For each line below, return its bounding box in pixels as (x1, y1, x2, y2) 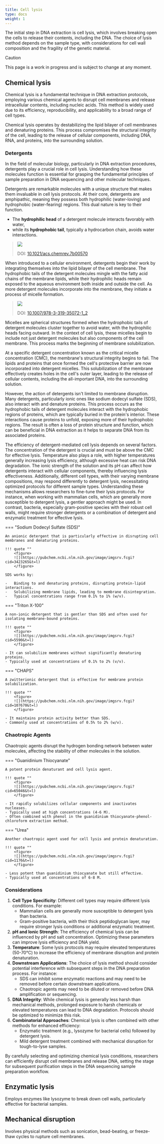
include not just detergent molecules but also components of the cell (5, 335, 143, 341)
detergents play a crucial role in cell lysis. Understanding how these (5, 166, 142, 172)
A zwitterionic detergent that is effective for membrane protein (5, 677, 143, 682)
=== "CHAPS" (5, 668, 34, 674)
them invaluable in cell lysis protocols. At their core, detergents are (5, 191, 140, 197)
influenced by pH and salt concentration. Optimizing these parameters (12, 934, 154, 940)
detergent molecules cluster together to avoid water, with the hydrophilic (5, 325, 152, 331)
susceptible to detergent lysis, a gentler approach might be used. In (5, 499, 141, 505)
